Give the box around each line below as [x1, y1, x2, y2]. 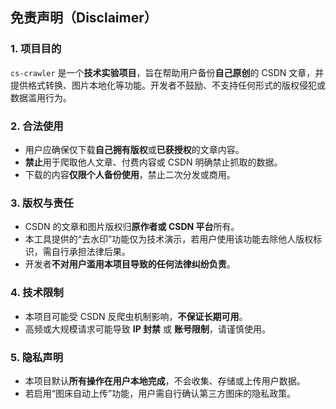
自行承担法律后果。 [51, 246, 131, 258]
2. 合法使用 [10, 119, 64, 133]
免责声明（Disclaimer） [10, 9, 158, 27]
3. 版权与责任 [10, 196, 74, 210]
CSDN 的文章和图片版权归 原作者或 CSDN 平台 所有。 [24, 221, 240, 233]
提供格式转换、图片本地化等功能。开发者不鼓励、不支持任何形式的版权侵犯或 [10, 79, 326, 91]
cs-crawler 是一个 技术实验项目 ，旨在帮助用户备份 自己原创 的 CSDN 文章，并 [10, 66, 325, 78]
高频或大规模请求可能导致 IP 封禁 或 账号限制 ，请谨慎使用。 [24, 323, 271, 335]
